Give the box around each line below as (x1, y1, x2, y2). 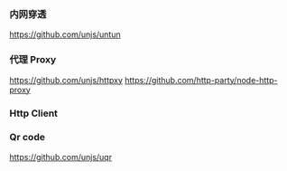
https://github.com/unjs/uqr (9, 151, 113, 162)
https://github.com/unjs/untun (9, 29, 121, 40)
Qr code (9, 131, 45, 144)
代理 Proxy (9, 53, 57, 66)
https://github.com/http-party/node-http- (125, 74, 278, 85)
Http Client (9, 107, 59, 119)
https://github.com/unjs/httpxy (9, 74, 124, 85)
